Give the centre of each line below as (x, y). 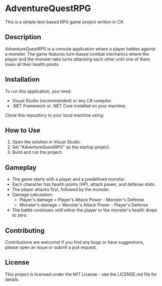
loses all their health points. (32, 64)
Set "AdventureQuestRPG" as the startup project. (61, 147)
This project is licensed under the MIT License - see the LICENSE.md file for (81, 274)
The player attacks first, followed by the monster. (61, 190)
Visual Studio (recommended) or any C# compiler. (62, 100)
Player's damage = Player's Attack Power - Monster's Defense (82, 200)
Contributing (25, 230)
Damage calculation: (32, 195)
